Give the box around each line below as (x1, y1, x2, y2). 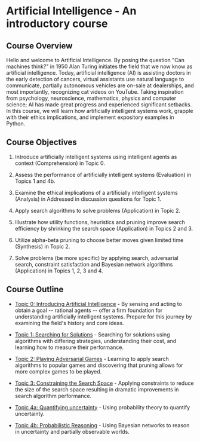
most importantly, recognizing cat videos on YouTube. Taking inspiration (6, 88, 184, 95)
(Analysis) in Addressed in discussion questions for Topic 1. (14, 195, 161, 203)
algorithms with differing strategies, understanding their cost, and (14, 337, 177, 344)
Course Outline (6, 284, 64, 295)
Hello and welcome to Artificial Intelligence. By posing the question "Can (6, 57, 185, 63)
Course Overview (6, 41, 73, 51)
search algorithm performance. (14, 392, 92, 399)
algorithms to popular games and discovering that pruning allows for (14, 362, 183, 369)
